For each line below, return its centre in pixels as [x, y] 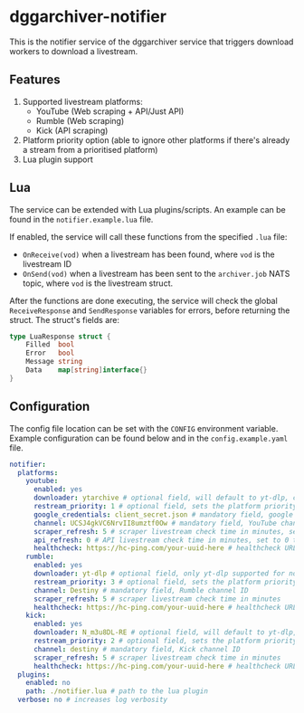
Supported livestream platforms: [82, 101]
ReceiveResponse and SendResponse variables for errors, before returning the [150, 310]
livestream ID [47, 263]
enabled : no [48, 683]
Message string [54, 362]
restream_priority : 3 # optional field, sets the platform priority [165, 582]
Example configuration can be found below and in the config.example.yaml [149, 438]
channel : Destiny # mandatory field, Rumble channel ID [141, 590]
